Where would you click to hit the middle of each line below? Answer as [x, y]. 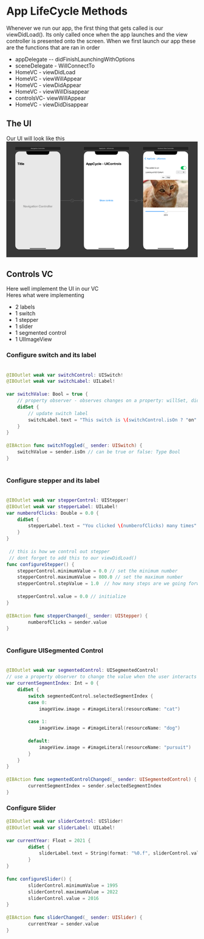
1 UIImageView [33, 340]
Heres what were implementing [46, 295]
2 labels [25, 307]
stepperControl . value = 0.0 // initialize [72, 597]
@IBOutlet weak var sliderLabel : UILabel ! [61, 828]
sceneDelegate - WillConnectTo [55, 66]
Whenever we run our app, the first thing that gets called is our [85, 28]
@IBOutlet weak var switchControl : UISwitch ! [65, 375]
